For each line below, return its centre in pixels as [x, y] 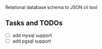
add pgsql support [32, 41]
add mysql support [32, 35]
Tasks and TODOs [34, 23]
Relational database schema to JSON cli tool [51, 7]
